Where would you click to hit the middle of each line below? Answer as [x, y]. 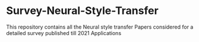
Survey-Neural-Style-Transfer [82, 11]
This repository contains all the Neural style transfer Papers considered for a [100, 27]
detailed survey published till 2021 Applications [64, 33]
